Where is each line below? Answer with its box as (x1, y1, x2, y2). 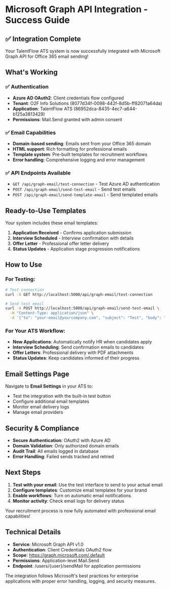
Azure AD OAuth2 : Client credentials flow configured (12, 95, 124, 101)
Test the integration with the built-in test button (12, 393, 111, 399)
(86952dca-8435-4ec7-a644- (73, 106, 138, 112)
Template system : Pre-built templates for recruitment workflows (12, 151, 148, 157)
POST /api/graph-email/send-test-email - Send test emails (12, 186, 136, 192)
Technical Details (5, 528, 61, 536)
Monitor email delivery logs (12, 404, 69, 410)
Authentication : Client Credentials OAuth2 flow (12, 546, 112, 552)
